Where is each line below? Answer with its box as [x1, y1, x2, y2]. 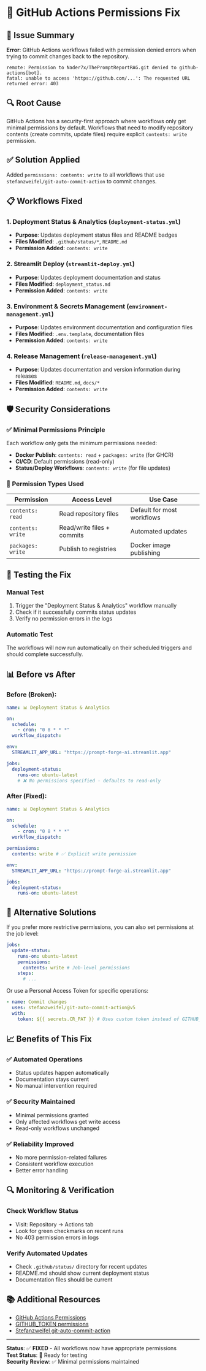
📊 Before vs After [6, 669, 75, 679]
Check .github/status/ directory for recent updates [15, 1262, 147, 1270]
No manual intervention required [15, 1082, 97, 1090]
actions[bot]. [6, 70, 43, 76]
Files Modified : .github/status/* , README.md [15, 238, 128, 245]
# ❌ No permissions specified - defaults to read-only [17, 777, 161, 784]
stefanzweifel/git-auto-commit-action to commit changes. [6, 177, 157, 185]
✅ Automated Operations [6, 1055, 83, 1064]
